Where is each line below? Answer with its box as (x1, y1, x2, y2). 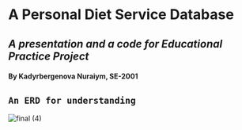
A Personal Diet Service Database (8, 6, 235, 24)
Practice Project (8, 49, 89, 63)
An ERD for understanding (8, 94, 136, 106)
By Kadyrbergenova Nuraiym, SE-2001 (8, 71, 138, 81)
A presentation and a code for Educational (8, 37, 223, 51)
